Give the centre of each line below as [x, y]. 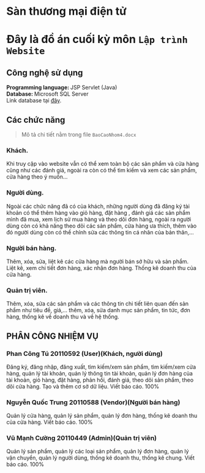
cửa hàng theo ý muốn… [37, 177]
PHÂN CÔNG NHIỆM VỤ [53, 336]
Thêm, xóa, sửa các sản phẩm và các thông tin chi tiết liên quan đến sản [98, 304]
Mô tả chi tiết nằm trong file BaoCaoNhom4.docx [79, 134]
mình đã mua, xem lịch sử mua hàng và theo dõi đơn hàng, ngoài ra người [99, 219]
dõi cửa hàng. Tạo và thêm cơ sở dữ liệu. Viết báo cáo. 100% [83, 386]
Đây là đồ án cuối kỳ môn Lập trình [97, 40]
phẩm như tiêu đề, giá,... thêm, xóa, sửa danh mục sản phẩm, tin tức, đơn [99, 310]
